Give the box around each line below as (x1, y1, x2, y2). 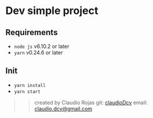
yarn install (13, 82, 46, 88)
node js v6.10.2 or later (13, 43, 69, 50)
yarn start (13, 89, 41, 95)
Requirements (5, 27, 58, 37)
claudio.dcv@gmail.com (34, 105, 93, 112)
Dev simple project (5, 4, 99, 18)
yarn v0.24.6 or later (13, 49, 63, 56)
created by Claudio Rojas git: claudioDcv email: (34, 99, 148, 106)
